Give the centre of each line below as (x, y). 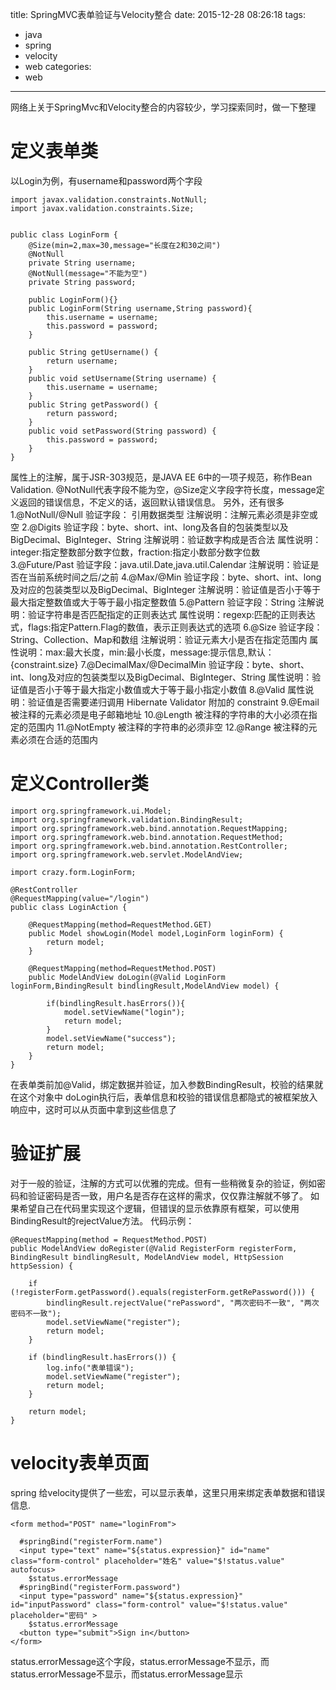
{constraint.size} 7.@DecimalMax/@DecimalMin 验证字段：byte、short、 (160, 664)
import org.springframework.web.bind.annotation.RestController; (149, 846)
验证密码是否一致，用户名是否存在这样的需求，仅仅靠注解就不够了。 (167, 1195)
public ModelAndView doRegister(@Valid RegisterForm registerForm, (154, 1248)
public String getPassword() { (93, 404)
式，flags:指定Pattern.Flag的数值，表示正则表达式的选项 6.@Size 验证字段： (166, 627)
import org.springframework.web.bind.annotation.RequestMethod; (147, 837)
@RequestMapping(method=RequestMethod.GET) (120, 924)
